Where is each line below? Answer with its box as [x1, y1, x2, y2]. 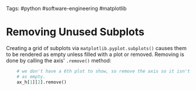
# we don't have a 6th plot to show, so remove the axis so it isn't [16, 68, 191, 74]
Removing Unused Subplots [6, 26, 145, 38]
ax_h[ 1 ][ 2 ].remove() [16, 79, 67, 85]
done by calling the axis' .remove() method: [6, 57, 111, 64]
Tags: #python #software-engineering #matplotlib [6, 5, 127, 12]
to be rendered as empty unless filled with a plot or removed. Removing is [6, 51, 185, 58]
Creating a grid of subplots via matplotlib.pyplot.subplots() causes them [6, 44, 187, 51]
